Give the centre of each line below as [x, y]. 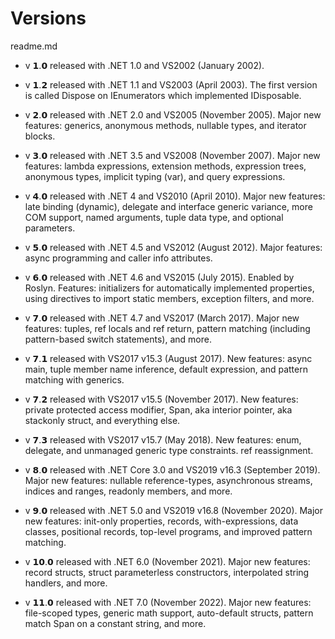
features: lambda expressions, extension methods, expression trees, [165, 166]
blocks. [40, 136]
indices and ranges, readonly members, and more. [128, 491]
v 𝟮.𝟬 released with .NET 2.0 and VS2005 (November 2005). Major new [173, 114]
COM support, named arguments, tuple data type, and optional [154, 217]
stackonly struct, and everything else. [102, 420]
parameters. [50, 228]
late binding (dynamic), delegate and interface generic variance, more [168, 206]
